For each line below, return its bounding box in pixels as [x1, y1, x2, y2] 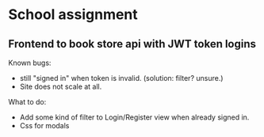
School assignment [8, 6, 139, 24]
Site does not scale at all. [19, 82, 102, 91]
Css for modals [19, 121, 70, 130]
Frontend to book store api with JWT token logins [8, 37, 256, 51]
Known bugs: [8, 58, 52, 67]
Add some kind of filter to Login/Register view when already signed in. [19, 112, 250, 122]
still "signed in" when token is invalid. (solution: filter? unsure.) [19, 74, 224, 82]
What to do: [8, 97, 47, 106]
